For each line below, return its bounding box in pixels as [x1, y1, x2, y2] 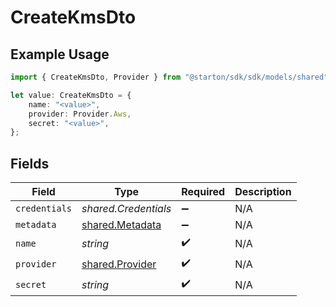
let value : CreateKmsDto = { [10, 90, 132, 100]
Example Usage [10, 46, 110, 63]
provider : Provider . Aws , [28, 109, 132, 119]
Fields [10, 155, 50, 172]
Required [181, 185, 226, 199]
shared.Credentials [81, 202, 172, 216]
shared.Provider [81, 257, 157, 271]
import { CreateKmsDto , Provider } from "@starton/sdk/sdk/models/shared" [10, 72, 329, 82]
